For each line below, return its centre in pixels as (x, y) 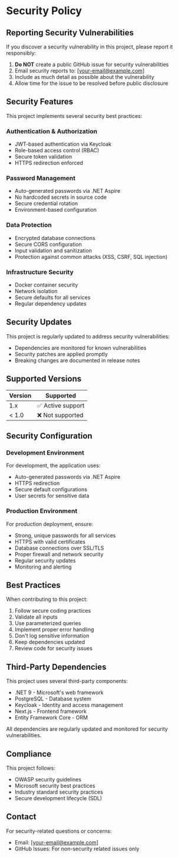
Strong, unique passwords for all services (65, 535)
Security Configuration (49, 436)
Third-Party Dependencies (56, 667)
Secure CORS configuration (48, 244)
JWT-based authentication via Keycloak (63, 144)
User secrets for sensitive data (52, 496)
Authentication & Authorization (52, 131)
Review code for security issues (53, 648)
